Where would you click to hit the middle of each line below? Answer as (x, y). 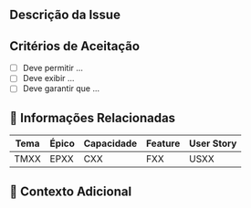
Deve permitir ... (53, 68)
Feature (163, 143)
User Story (213, 143)
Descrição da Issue (65, 15)
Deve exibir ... (48, 78)
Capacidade (110, 143)
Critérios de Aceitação (74, 46)
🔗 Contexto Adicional (71, 191)
